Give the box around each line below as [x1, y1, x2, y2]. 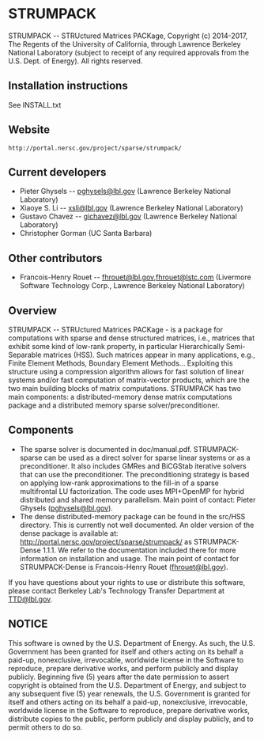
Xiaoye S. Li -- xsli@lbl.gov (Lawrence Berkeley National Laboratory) [19, 203, 243, 213]
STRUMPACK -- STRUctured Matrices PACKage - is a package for [8, 325, 224, 334]
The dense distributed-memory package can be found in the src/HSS [19, 511, 246, 521]
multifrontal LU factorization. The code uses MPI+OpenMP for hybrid [19, 486, 245, 495]
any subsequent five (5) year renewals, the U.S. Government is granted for [8, 689, 251, 698]
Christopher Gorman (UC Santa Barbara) [19, 229, 153, 238]
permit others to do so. [8, 722, 83, 732]
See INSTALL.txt [8, 100, 62, 109]
